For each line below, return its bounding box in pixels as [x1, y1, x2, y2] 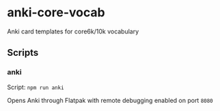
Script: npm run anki [7, 83, 64, 91]
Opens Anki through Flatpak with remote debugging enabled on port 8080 [7, 96, 213, 104]
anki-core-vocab [7, 5, 105, 20]
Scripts [7, 47, 39, 59]
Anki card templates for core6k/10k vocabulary [7, 27, 139, 35]
